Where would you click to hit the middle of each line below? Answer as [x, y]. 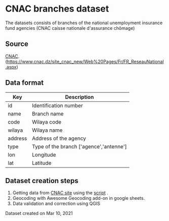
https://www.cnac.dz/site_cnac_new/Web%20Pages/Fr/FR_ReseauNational [85, 62]
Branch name [48, 114]
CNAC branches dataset [57, 9]
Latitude [42, 163]
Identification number [58, 105]
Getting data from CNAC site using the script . [60, 193]
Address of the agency [59, 138]
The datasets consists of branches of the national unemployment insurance [84, 23]
